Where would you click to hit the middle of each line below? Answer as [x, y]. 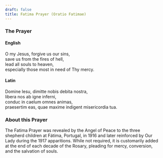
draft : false [18, 10]
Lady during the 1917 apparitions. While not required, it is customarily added [81, 141]
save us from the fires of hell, [35, 59]
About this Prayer [26, 119]
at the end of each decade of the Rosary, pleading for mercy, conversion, [79, 146]
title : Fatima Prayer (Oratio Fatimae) [46, 14]
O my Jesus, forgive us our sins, [37, 54]
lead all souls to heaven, [29, 64]
